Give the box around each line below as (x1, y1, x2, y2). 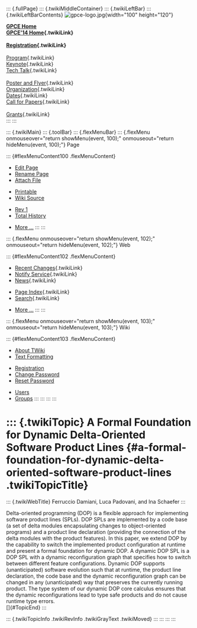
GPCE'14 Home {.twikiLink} (6, 29, 74, 36)
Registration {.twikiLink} (6, 41, 67, 49)
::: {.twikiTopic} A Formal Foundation (6, 416, 191, 429)
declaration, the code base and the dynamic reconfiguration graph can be (6, 572, 186, 579)
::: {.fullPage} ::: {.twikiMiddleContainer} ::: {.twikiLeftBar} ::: (6, 5, 151, 12)
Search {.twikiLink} (14, 295, 60, 301)
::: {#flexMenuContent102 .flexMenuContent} (6, 253, 116, 260)
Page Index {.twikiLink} (14, 288, 70, 295)
